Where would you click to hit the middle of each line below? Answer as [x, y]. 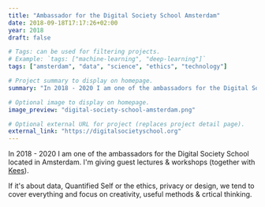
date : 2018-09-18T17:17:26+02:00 [63, 23]
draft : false [30, 38]
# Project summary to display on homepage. [81, 81]
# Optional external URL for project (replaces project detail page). [127, 124]
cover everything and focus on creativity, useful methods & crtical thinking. [130, 194]
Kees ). [19, 171]
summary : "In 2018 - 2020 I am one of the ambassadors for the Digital [128, 88]
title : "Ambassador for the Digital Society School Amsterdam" [114, 15]
